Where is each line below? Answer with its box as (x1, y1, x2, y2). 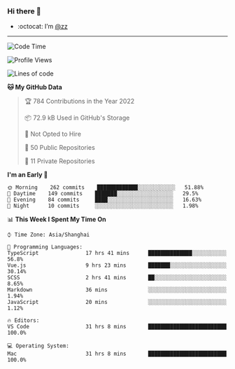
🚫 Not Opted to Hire (24, 130, 82, 139)
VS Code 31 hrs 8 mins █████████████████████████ (7, 323, 227, 330)
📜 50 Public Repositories (24, 144, 96, 152)
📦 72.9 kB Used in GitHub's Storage (24, 113, 130, 122)
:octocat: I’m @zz (17, 22, 68, 31)
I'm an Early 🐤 (7, 171, 48, 179)
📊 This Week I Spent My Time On (7, 215, 106, 223)
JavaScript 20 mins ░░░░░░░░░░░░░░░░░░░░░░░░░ (7, 299, 227, 306)
